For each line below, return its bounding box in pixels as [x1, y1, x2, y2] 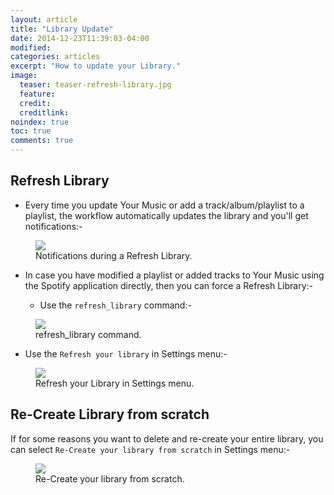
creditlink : [19, 107, 70, 118]
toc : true [10, 126, 52, 136]
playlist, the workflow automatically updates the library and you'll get [24, 209, 309, 221]
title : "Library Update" [10, 24, 114, 34]
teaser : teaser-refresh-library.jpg [19, 80, 172, 90]
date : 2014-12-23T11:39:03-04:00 [10, 33, 150, 43]
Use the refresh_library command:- [39, 299, 192, 311]
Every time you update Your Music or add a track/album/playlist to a [24, 199, 305, 211]
